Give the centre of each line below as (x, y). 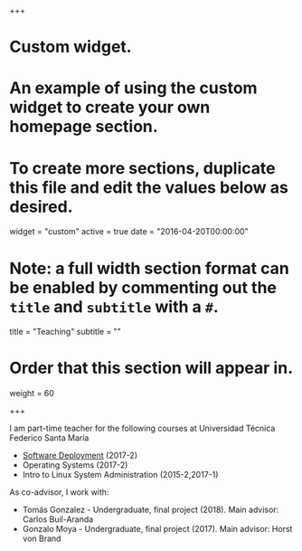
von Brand (42, 538)
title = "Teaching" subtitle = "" (66, 332)
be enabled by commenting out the (143, 287)
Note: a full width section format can (149, 268)
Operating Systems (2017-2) (75, 465)
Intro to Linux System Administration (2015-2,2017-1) (120, 475)
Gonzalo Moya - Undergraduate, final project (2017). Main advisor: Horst (157, 529)
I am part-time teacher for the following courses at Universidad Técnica (142, 428)
